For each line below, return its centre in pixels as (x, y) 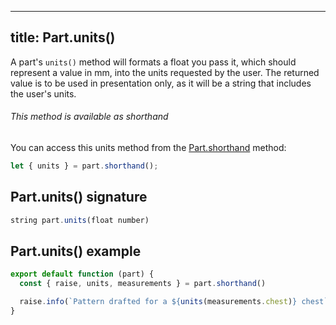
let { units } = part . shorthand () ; (84, 166)
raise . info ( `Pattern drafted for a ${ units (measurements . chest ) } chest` (174, 302)
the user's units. (43, 93)
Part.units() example (76, 251)
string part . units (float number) (80, 220)
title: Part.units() (63, 37)
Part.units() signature (79, 197)
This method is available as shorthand (89, 117)
